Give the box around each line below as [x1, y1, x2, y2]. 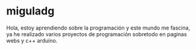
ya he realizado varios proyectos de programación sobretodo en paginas [6, 30, 187, 37]
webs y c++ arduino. [6, 37, 58, 44]
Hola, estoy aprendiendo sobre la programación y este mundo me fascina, [6, 24, 191, 31]
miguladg [6, 4, 55, 18]
